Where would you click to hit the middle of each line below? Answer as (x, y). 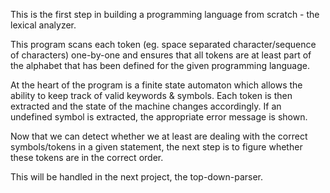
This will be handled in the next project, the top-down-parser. (137, 177)
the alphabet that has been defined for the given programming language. (160, 65)
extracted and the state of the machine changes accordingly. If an (146, 106)
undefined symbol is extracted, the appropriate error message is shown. (159, 117)
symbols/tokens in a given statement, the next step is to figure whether (156, 147)
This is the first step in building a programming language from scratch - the (165, 14)
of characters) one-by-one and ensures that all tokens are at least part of (161, 55)
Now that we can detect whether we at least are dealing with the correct (159, 136)
